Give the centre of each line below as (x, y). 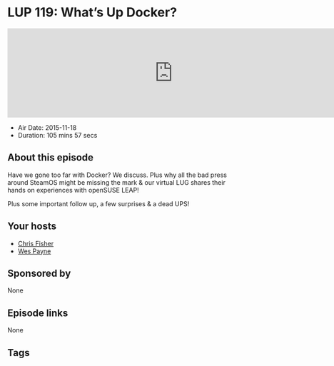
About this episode (51, 158)
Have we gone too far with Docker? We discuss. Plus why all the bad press (117, 175)
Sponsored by (39, 273)
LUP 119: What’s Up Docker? (92, 12)
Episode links (38, 313)
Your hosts (32, 227)
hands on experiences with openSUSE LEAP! (73, 190)
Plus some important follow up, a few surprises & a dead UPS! (98, 203)
